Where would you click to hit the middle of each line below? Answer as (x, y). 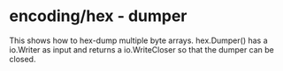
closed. (23, 59)
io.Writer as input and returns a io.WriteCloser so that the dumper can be (141, 49)
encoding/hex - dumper (98, 16)
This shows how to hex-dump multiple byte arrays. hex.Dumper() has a (138, 40)
